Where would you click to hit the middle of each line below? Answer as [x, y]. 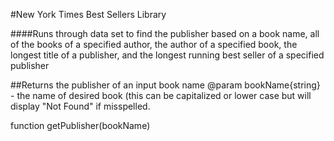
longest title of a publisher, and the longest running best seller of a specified [167, 55]
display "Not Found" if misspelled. [80, 106]
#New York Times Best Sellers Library [88, 14]
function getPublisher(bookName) [80, 125]
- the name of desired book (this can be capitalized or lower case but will [161, 95]
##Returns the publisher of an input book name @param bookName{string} [165, 85]
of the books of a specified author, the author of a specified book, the [154, 44]
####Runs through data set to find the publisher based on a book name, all [165, 33]
